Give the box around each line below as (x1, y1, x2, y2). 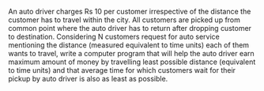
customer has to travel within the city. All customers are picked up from (8, 15, 241, 25)
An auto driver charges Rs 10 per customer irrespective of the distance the (8, 7, 251, 16)
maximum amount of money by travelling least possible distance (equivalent (8, 57, 256, 66)
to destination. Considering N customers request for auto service (8, 32, 220, 41)
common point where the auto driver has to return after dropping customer (8, 24, 251, 32)
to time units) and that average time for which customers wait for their (8, 66, 236, 74)
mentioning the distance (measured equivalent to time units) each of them (8, 40, 250, 50)
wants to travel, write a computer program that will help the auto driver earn (8, 49, 255, 58)
